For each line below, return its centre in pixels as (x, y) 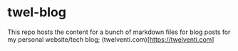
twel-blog (37, 12)
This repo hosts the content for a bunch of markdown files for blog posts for (119, 32)
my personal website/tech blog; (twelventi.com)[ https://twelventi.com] (111, 39)
